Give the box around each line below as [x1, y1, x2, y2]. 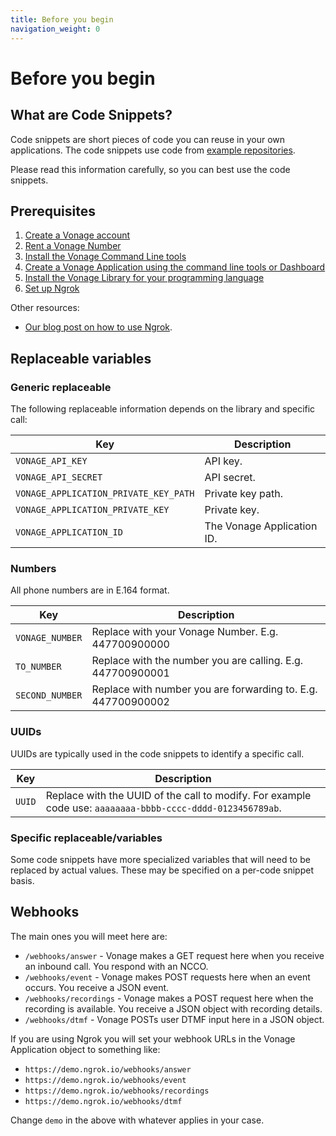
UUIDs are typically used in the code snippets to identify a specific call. [10, 747, 305, 760]
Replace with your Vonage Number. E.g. [91, 625, 279, 639]
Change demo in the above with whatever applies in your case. [10, 1114, 265, 1126]
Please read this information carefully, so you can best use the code [10, 163, 291, 175]
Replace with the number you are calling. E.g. [91, 654, 304, 668]
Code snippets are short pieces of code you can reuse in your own [10, 133, 286, 145]
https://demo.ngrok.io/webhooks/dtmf [24, 1096, 183, 1106]
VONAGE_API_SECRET [15, 472, 103, 483]
